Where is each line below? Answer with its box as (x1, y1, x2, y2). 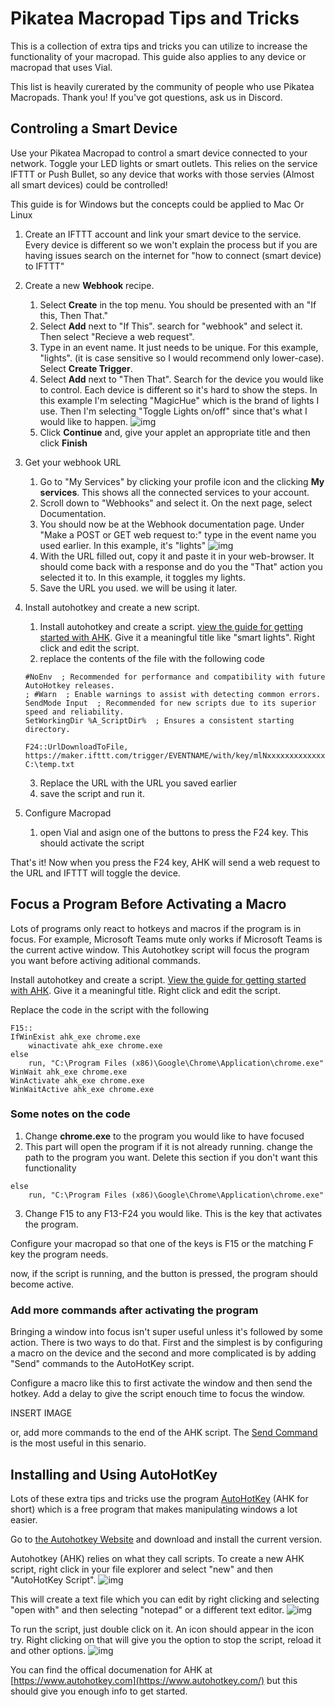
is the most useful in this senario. (10, 1437, 147, 1449)
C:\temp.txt (24, 759, 75, 769)
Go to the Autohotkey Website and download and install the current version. (10, 1533, 323, 1545)
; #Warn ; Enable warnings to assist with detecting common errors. (24, 689, 322, 699)
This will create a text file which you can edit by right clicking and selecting (10, 1593, 320, 1605)
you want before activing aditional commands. (10, 954, 201, 966)
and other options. (10, 1644, 87, 1656)
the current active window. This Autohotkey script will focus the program (10, 943, 310, 956)
